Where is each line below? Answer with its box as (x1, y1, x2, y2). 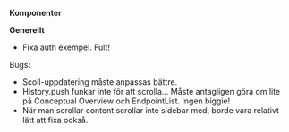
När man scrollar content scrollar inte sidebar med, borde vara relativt (21, 105, 280, 115)
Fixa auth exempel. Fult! (21, 42, 110, 53)
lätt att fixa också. (21, 115, 89, 125)
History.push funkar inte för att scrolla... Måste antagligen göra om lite (21, 87, 281, 96)
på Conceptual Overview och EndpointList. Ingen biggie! (21, 95, 231, 106)
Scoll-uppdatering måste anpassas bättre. (21, 77, 178, 87)
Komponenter (9, 8, 63, 18)
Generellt (9, 25, 45, 35)
